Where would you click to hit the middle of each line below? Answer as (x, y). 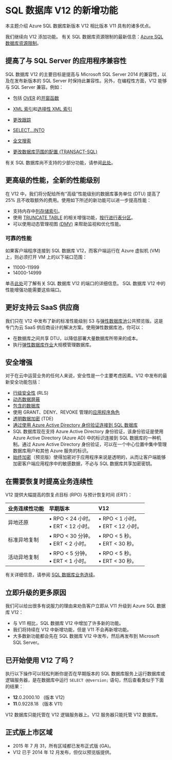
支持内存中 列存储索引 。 (37, 211)
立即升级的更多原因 (36, 592)
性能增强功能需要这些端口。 (35, 290)
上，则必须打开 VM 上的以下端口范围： (46, 257)
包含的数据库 (26, 406)
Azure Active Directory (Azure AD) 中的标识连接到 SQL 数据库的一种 (84, 438)
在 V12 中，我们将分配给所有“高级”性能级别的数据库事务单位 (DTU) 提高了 (83, 194)
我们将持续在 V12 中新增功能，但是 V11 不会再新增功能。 (72, 629)
